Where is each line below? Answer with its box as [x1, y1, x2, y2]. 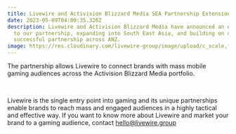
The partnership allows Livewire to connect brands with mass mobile [7, 62, 206, 70]
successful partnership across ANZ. [13, 36, 121, 43]
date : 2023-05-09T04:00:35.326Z [7, 17, 102, 24]
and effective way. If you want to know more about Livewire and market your [7, 111, 229, 119]
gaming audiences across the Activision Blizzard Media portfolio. [7, 69, 195, 77]
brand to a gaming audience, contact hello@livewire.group [7, 119, 177, 126]
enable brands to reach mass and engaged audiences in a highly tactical [7, 104, 218, 112]
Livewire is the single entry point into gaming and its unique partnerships [7, 96, 218, 105]
